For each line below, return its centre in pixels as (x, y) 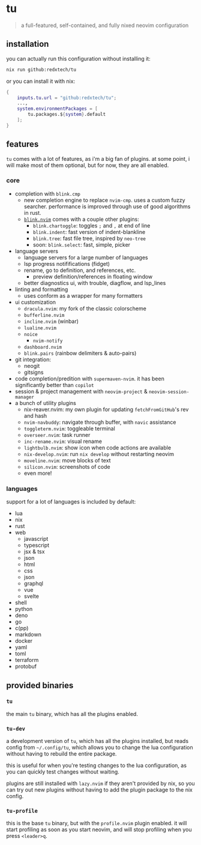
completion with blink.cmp (48, 193)
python (24, 609)
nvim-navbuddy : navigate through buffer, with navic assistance (100, 422)
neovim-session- (169, 392)
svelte (31, 597)
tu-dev (16, 729)
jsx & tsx (34, 552)
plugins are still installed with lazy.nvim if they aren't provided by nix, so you (100, 783)
